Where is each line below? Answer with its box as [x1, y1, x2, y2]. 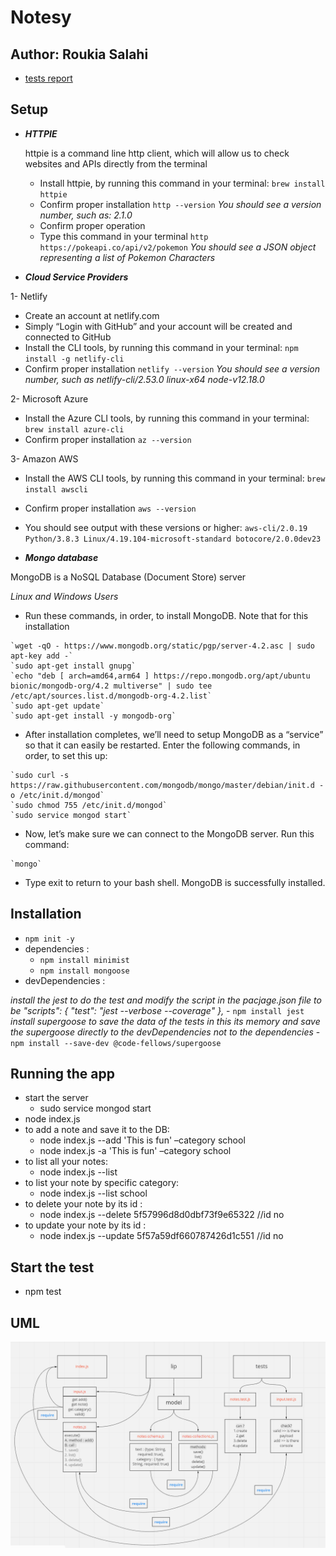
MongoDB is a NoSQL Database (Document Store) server [10, 571, 247, 583]
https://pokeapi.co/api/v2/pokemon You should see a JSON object [39, 241, 317, 253]
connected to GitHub [24, 331, 112, 343]
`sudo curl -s [10, 770, 70, 780]
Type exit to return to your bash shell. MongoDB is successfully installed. [24, 876, 326, 888]
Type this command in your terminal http [39, 230, 209, 242]
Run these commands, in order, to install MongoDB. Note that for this [24, 609, 309, 621]
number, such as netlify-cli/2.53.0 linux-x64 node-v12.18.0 [24, 373, 265, 385]
